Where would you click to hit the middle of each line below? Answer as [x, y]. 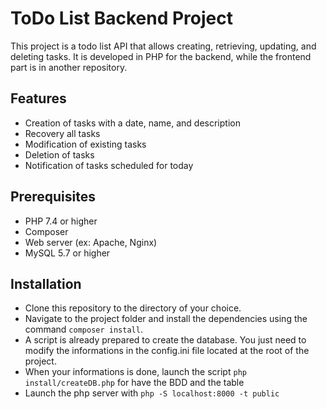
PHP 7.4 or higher [61, 221]
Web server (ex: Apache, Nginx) [91, 242]
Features [38, 98]
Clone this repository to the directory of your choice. [133, 308]
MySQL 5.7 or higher [67, 253]
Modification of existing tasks [85, 144]
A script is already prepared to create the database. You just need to [165, 340]
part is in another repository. [69, 67]
